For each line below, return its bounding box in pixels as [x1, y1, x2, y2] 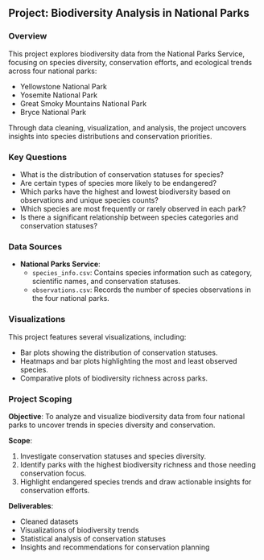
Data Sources [8, 241, 63, 252]
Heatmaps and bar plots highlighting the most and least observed [19, 356, 237, 365]
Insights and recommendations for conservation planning [19, 542, 210, 552]
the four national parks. [31, 294, 110, 303]
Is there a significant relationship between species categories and [19, 212, 239, 222]
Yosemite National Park [19, 90, 98, 100]
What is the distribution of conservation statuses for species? [19, 169, 224, 179]
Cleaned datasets [19, 517, 79, 526]
